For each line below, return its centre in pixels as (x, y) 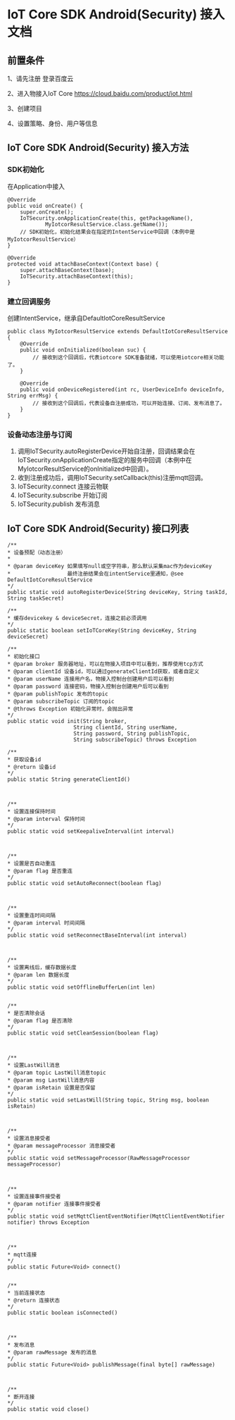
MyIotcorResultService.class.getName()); (107, 224)
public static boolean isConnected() (63, 1313)
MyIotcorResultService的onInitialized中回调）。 (85, 469)
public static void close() (49, 1409)
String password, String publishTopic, (132, 734)
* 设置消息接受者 (29, 1139)
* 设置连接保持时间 (32, 812)
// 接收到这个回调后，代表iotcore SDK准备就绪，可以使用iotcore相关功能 (128, 357)
